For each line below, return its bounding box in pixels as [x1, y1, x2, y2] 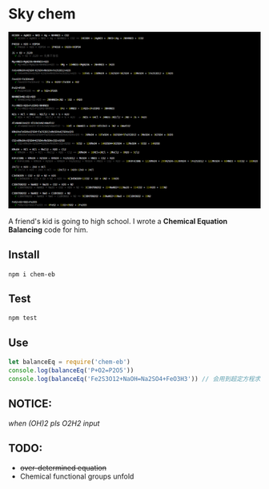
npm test [8, 314, 38, 323]
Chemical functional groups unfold [19, 471, 134, 481]
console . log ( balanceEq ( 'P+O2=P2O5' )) [8, 367, 134, 375]
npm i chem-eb [8, 270, 56, 279]
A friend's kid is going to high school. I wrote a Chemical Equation [8, 216, 228, 226]
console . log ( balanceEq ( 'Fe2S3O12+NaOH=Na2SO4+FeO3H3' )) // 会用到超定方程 [8, 375, 255, 383]
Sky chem [8, 5, 76, 23]
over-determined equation [19, 463, 106, 472]
